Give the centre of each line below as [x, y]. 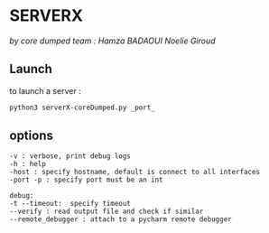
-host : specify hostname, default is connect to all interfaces [134, 172]
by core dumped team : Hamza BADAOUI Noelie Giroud [112, 41]
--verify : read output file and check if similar [107, 212]
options [32, 136]
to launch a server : [45, 90]
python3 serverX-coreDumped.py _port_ [82, 107]
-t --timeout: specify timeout [70, 204]
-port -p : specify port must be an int [87, 180]
